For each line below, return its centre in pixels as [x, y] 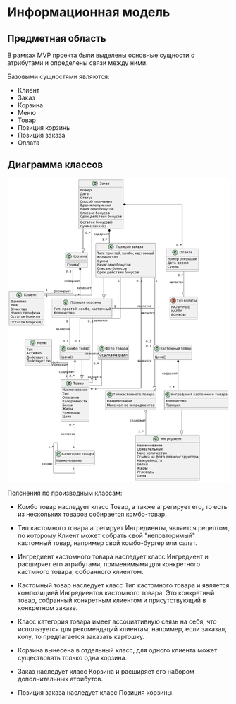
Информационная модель [89, 12]
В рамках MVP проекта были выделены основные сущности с [101, 55]
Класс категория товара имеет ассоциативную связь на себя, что [117, 621]
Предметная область [57, 38]
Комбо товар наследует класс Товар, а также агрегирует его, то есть [122, 506]
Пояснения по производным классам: [65, 493]
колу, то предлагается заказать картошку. [81, 636]
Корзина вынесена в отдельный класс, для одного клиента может [117, 650]
